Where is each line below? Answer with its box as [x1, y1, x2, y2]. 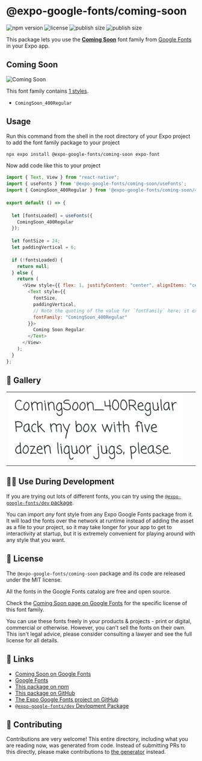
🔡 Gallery [6, 375, 41, 386]
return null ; [17, 263, 50, 269]
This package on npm [14, 683, 69, 690]
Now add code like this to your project [6, 162, 101, 169]
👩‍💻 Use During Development [6, 477, 115, 487]
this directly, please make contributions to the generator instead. [6, 748, 167, 756]
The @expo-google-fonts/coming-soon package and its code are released [6, 570, 185, 577]
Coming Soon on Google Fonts [14, 670, 91, 677]
